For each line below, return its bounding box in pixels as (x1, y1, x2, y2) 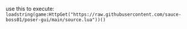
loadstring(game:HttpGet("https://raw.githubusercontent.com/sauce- (5, 11, 182, 18)
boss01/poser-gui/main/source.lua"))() (5, 17, 106, 23)
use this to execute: (5, 5, 55, 12)
